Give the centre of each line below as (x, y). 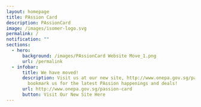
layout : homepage (28, 12)
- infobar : (25, 67)
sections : (19, 45)
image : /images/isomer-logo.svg (46, 28)
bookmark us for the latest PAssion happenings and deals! (103, 84)
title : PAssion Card (32, 17)
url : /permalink (42, 61)
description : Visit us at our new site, (73, 78)
